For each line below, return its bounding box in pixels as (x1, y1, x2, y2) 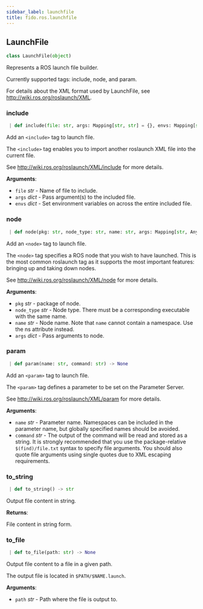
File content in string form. (6, 521, 72, 528)
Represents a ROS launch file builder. (6, 64, 98, 72)
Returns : (6, 508, 28, 516)
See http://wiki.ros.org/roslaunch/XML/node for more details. (6, 276, 158, 284)
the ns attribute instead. (14, 325, 74, 333)
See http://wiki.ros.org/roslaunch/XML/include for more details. (6, 164, 164, 171)
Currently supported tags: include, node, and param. (6, 76, 137, 83)
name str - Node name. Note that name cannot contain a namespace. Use (14, 319, 193, 326)
